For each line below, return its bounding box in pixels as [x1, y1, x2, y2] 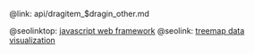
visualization [9, 35, 55, 45]
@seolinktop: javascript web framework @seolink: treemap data [9, 26, 245, 35]
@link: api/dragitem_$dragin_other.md [9, 9, 150, 19]
